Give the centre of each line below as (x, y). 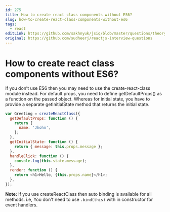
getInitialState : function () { (44, 142)
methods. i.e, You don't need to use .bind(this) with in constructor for (79, 199)
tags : (11, 24)
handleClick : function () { (39, 156)
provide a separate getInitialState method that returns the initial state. (77, 104)
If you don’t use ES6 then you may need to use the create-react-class (78, 88)
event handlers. (22, 205)
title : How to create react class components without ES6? (69, 15)
